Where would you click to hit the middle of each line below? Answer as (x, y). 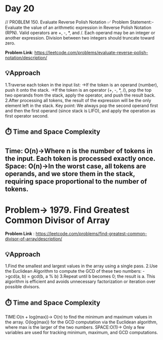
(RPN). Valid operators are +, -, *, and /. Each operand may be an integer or (80, 33)
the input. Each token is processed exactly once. (80, 158)
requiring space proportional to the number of (76, 181)
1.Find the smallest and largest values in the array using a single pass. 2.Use (81, 266)
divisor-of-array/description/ (34, 239)
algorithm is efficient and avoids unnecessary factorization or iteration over (80, 281)
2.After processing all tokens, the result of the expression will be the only (78, 100)
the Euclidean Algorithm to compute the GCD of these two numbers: (73, 271)
